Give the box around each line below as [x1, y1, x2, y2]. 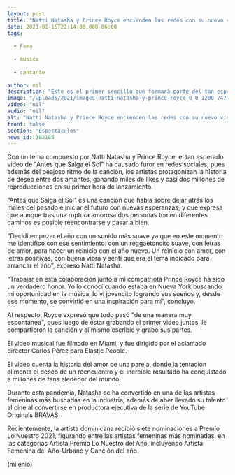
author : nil [7, 82, 42, 89]
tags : [7, 29, 23, 37]
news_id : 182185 [7, 133, 55, 140]
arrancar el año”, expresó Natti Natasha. [7, 261, 122, 270]
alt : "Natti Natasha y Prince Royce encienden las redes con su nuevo [7, 114, 218, 121]
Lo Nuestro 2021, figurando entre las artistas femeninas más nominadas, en [7, 432, 225, 440]
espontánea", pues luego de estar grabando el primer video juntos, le [7, 319, 208, 327]
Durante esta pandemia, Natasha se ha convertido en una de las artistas [7, 388, 215, 397]
